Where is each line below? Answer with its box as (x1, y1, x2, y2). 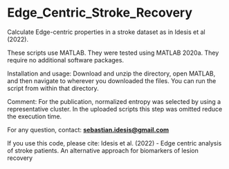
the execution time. (7, 112, 62, 121)
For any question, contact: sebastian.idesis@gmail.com (7, 125, 170, 134)
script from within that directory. (7, 84, 99, 92)
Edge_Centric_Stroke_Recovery (7, 5, 192, 21)
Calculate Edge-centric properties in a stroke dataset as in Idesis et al (7, 28, 205, 36)
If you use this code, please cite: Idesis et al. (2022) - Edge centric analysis (7, 139, 222, 147)
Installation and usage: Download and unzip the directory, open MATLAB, (7, 69, 216, 78)
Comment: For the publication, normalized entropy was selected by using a (7, 97, 221, 105)
